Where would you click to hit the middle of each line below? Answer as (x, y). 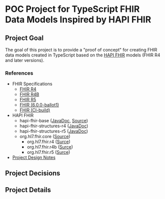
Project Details (28, 190)
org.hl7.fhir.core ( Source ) (45, 137)
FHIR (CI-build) (35, 110)
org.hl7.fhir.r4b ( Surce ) (50, 147)
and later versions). (25, 60)
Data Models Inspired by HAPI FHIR (78, 20)
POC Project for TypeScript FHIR (72, 9)
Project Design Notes (34, 157)
